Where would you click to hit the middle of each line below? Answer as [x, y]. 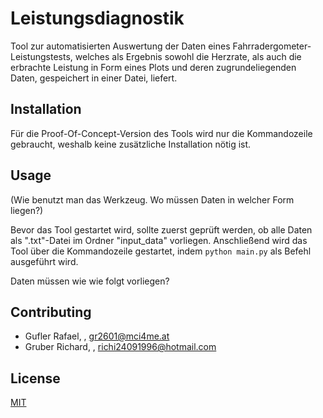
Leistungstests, [41, 56]
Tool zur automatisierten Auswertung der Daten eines [120, 46]
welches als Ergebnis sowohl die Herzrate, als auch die [188, 56]
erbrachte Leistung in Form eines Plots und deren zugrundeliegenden [153, 67]
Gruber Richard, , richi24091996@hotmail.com [120, 347]
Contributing [51, 312]
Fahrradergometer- [272, 46]
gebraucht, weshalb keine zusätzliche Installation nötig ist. [131, 144]
